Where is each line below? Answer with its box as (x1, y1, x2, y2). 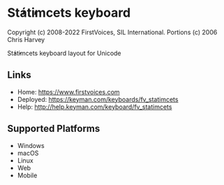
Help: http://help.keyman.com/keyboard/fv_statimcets (17, 103, 172, 111)
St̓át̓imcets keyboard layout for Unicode (7, 49, 121, 57)
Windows (17, 141, 45, 149)
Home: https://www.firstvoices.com (17, 87, 120, 96)
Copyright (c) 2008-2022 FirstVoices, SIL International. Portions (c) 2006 (7, 28, 218, 36)
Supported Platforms (7, 123, 100, 135)
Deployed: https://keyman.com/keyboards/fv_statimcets (17, 95, 179, 103)
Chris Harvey (7, 35, 45, 43)
